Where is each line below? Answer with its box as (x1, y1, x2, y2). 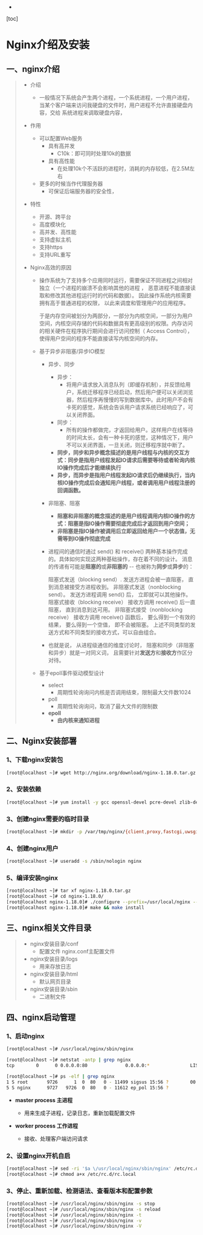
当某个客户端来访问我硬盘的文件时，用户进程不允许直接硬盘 (39, 102, 188, 109)
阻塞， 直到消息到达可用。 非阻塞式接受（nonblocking (48, 606, 183, 613)
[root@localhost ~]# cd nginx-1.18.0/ (6, 894, 104, 900)
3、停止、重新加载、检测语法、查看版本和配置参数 (6, 1187, 153, 1195)
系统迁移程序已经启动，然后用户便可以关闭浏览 (76, 389, 193, 396)
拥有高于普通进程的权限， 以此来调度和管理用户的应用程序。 (39, 300, 189, 306)
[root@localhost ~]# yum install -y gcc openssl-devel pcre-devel (6, 799, 177, 805)
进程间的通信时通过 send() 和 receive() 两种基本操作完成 (48, 548, 188, 555)
